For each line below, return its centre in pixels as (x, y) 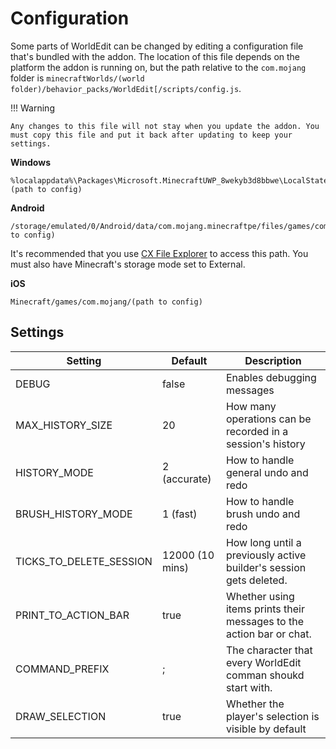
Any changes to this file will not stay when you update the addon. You (165, 126)
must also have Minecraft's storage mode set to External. (128, 264)
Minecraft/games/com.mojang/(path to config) (106, 302)
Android (27, 208)
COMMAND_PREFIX (62, 669)
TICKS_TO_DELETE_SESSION (84, 561)
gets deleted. (256, 580)
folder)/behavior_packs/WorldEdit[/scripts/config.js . (126, 88)
